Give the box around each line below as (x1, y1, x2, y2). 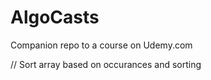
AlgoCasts (10, 6, 100, 29)
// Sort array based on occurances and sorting (10, 58, 202, 70)
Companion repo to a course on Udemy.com (10, 39, 193, 51)
